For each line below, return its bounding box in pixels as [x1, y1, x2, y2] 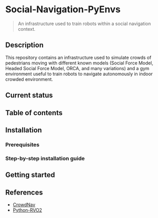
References [5, 188, 43, 197]
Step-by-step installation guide [5, 155, 85, 162]
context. [17, 26, 36, 32]
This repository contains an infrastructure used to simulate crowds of [5, 54, 151, 60]
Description [5, 41, 44, 50]
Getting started [5, 170, 55, 180]
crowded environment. [5, 76, 53, 82]
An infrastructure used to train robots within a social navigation [17, 20, 151, 27]
